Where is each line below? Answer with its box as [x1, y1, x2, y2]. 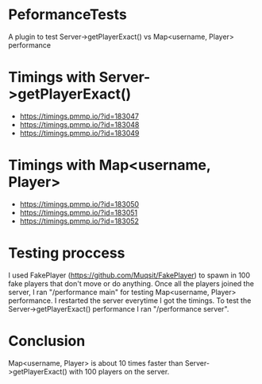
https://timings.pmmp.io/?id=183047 [19, 111, 139, 121]
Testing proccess [8, 244, 125, 262]
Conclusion [8, 332, 86, 350]
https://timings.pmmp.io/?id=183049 [19, 128, 140, 138]
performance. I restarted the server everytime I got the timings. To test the [8, 296, 252, 305]
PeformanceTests [8, 6, 127, 24]
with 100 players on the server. [68, 367, 170, 376]
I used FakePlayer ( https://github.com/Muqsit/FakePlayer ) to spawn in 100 [8, 270, 251, 280]
